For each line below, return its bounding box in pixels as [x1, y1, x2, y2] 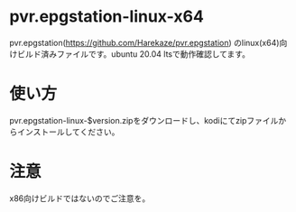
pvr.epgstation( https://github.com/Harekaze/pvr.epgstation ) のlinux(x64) [9, 37, 280, 48]
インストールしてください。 [16, 126, 120, 137]
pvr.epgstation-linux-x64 [9, 6, 205, 27]
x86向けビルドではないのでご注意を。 [9, 192, 151, 204]
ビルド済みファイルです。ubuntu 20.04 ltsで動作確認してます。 [16, 48, 251, 60]
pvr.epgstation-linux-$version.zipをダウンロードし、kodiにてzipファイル [9, 115, 279, 125]
